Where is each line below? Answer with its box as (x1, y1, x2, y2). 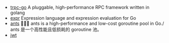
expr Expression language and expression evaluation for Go (10, 15, 137, 21)
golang (10, 10, 25, 16)
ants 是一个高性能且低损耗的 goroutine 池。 (10, 26, 102, 32)
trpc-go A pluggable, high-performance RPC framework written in (10, 5, 150, 10)
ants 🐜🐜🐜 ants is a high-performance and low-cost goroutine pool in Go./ (10, 20, 164, 26)
